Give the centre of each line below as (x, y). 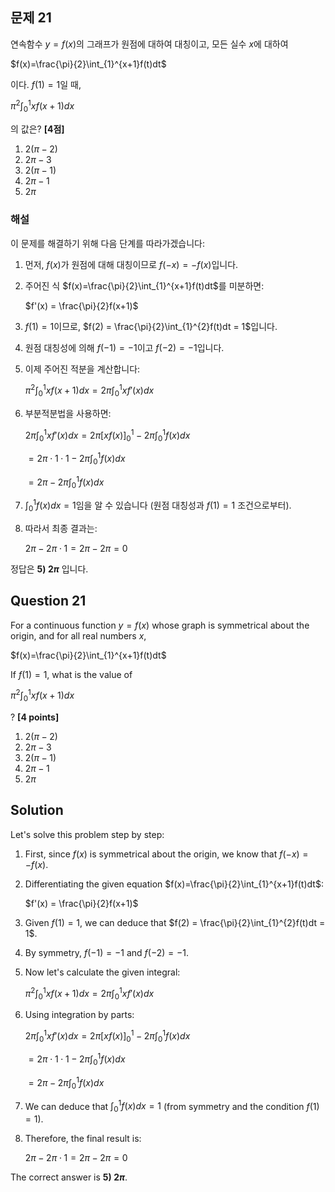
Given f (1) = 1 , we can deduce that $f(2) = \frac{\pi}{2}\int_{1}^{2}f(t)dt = (175, 922)
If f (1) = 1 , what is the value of (71, 674)
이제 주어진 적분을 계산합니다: (82, 369)
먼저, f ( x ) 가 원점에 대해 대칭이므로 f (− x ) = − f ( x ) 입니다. (131, 264)
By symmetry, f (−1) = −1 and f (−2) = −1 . (106, 952)
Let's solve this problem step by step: (87, 834)
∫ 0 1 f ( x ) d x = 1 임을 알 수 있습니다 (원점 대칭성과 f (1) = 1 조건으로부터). (158, 505)
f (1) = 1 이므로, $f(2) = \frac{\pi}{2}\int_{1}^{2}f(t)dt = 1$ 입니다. (151, 326)
